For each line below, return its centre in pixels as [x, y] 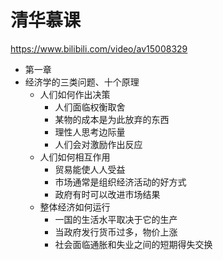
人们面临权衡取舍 [90, 107]
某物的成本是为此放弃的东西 [112, 119]
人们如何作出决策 [75, 94]
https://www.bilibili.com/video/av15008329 [99, 48]
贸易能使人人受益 [90, 169]
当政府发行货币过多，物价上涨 [116, 232]
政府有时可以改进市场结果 [107, 194]
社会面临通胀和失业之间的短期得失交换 [133, 244]
